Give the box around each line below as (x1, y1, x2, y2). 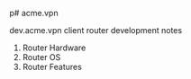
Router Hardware (22, 42, 86, 53)
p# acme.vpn (9, 8, 59, 18)
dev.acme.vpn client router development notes (9, 25, 183, 35)
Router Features (22, 62, 83, 72)
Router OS (22, 52, 61, 62)
